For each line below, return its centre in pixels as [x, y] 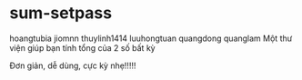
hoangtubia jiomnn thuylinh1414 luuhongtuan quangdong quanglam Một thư [151, 38]
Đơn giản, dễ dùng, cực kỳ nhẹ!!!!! [73, 65]
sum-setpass [60, 13]
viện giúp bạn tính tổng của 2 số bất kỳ [83, 47]
